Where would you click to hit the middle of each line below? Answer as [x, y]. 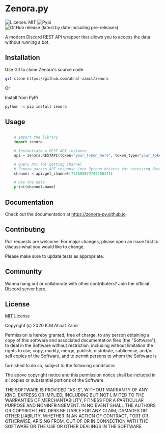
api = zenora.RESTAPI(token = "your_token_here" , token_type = [77, 155]
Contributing [25, 230]
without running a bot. [27, 42]
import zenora [28, 142]
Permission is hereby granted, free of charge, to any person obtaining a [77, 335]
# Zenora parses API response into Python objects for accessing [82, 169]
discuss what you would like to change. [45, 247]
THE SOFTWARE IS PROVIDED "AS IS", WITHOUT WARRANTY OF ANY [77, 390]
